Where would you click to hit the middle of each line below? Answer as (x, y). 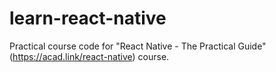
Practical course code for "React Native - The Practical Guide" (138, 46)
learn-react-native (88, 18)
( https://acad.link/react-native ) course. (89, 56)
